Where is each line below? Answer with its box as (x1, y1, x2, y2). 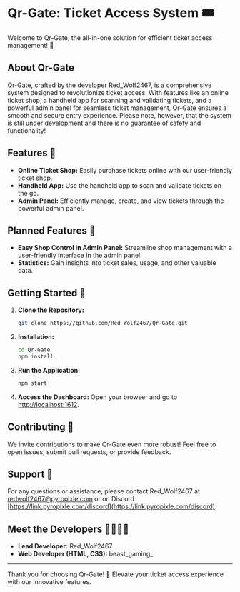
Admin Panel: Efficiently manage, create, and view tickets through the (17, 196, 224, 205)
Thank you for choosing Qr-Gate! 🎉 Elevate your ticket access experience (7, 570, 224, 578)
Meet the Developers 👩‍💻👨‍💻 (7, 523, 130, 535)
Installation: (17, 333, 55, 341)
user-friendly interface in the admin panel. (17, 251, 142, 260)
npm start (17, 379, 48, 387)
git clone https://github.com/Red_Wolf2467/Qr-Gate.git (17, 320, 188, 327)
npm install (17, 353, 54, 360)
